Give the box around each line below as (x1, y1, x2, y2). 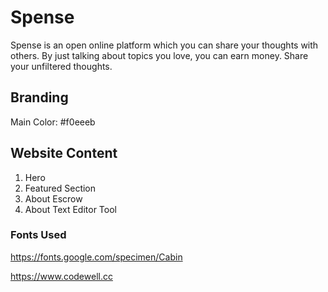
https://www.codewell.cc (10, 270, 113, 282)
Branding (10, 89, 69, 106)
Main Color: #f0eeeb (10, 116, 96, 128)
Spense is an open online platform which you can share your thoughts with (10, 39, 319, 51)
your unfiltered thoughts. (10, 60, 113, 72)
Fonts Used (10, 228, 67, 242)
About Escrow (24, 192, 83, 205)
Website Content (10, 145, 118, 162)
